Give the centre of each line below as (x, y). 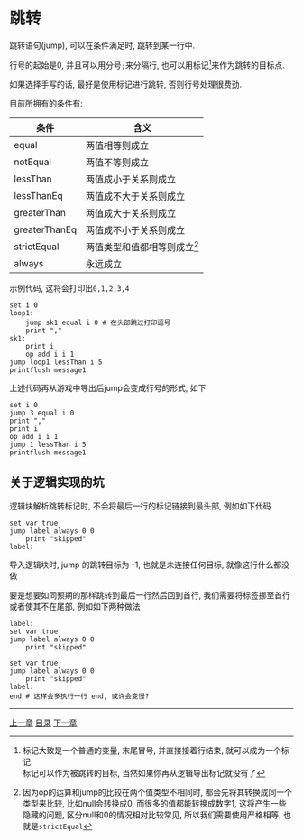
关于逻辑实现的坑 (57, 483)
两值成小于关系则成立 (131, 179)
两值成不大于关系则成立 (135, 196)
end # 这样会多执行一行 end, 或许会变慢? (79, 696)
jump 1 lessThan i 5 (48, 444)
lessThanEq (38, 195)
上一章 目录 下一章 (43, 723)
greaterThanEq (46, 229)
